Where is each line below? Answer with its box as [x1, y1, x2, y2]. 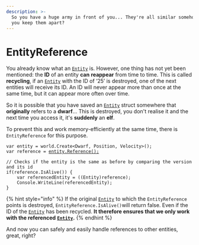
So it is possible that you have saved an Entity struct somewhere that [6, 101, 176, 109]
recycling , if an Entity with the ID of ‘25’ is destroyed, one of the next [6, 78, 176, 85]
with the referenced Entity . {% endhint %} [6, 214, 113, 221]
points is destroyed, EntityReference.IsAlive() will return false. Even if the [6, 202, 188, 209]
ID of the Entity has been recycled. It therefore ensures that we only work [6, 208, 190, 215]
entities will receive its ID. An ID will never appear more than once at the [6, 84, 181, 91]
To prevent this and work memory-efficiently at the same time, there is [6, 126, 178, 133]
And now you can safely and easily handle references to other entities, [6, 226, 178, 233]
